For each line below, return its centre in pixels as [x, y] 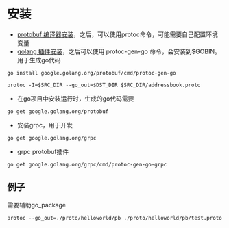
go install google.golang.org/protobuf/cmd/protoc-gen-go [92, 73]
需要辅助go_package [37, 205]
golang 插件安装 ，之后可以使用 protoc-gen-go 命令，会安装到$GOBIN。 [119, 51]
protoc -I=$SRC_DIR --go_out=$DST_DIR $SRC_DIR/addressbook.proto [104, 85]
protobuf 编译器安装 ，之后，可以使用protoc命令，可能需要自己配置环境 [117, 34]
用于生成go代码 [39, 60]
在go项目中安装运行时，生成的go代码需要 [75, 98]
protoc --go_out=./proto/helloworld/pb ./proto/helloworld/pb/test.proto [115, 218]
